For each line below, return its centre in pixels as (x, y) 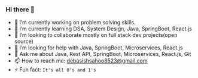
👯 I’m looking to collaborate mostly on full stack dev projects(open (96, 35)
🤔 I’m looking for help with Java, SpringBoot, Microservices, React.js (98, 48)
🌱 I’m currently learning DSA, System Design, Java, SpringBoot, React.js (103, 29)
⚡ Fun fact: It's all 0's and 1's (55, 70)
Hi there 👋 (20, 10)
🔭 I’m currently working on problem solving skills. (75, 23)
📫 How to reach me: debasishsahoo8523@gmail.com (81, 61)
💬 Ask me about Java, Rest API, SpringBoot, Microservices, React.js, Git (103, 54)
